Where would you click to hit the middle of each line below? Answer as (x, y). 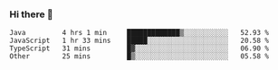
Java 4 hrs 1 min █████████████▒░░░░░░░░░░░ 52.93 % (139, 33)
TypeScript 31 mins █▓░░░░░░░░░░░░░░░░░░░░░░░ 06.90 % (139, 48)
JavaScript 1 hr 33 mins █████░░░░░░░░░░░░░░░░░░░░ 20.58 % (139, 41)
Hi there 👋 (32, 14)
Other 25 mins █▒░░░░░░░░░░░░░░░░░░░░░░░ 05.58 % (139, 57)
